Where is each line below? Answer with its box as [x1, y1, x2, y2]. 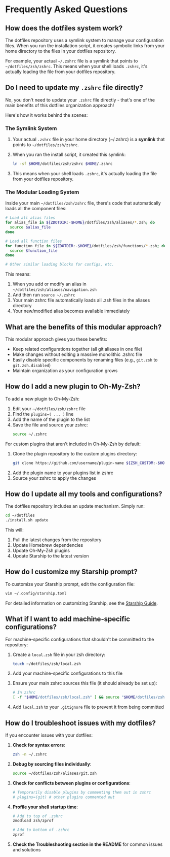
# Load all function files [5, 239, 62, 244]
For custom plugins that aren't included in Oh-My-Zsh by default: [5, 441, 141, 447]
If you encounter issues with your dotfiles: [5, 732, 93, 738]
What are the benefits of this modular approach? [5, 322, 162, 331]
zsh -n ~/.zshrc [12, 752, 47, 757]
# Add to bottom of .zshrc [12, 828, 70, 833]
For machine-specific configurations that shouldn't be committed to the [5, 636, 154, 642]
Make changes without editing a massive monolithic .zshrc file [12, 351, 143, 357]
